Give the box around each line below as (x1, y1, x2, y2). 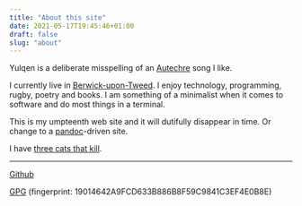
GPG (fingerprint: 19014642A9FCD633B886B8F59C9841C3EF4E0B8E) (9, 186, 272, 197)
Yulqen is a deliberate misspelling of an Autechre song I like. (9, 63, 233, 73)
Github (9, 169, 34, 180)
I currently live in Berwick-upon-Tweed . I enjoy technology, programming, (9, 80, 282, 90)
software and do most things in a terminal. (9, 99, 165, 110)
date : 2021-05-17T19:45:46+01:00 (9, 21, 135, 30)
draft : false (9, 30, 58, 39)
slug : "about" (9, 38, 63, 47)
